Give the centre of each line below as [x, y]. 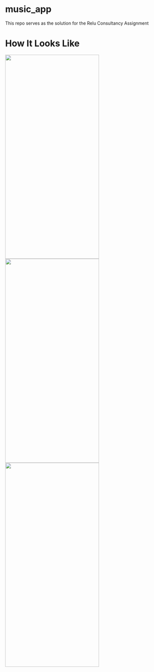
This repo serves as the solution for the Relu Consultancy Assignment [77, 23]
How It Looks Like [42, 43]
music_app [28, 9]
